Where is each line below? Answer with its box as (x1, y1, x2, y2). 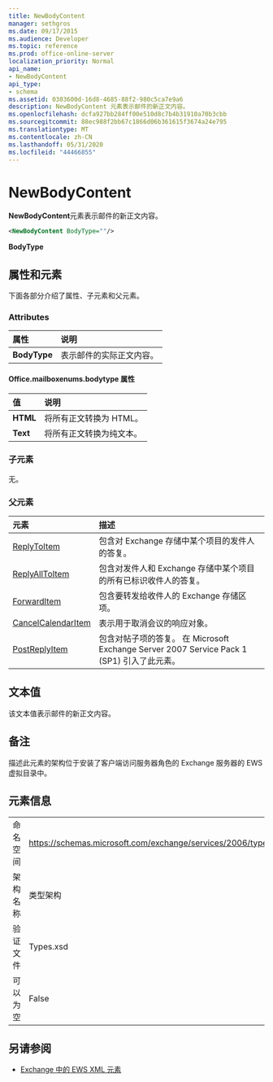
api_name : (8, 65, 42, 73)
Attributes (8, 311, 50, 322)
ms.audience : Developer (8, 34, 89, 43)
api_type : (8, 80, 42, 88)
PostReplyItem (12, 644, 68, 655)
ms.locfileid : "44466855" (8, 148, 96, 156)
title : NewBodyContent (8, 11, 85, 20)
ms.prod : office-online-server (8, 50, 115, 58)
